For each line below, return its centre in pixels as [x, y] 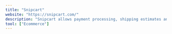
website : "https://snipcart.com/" [42, 14]
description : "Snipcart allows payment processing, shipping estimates [83, 19]
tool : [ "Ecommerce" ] [27, 24]
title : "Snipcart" [25, 10]
